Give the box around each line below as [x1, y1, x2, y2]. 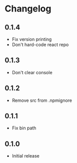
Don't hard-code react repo [11, 42, 69, 48]
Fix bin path [11, 125, 36, 131]
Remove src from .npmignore [11, 97, 72, 103]
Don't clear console [11, 69, 53, 75]
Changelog [4, 3, 51, 15]
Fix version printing [11, 36, 52, 42]
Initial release [11, 153, 39, 159]
